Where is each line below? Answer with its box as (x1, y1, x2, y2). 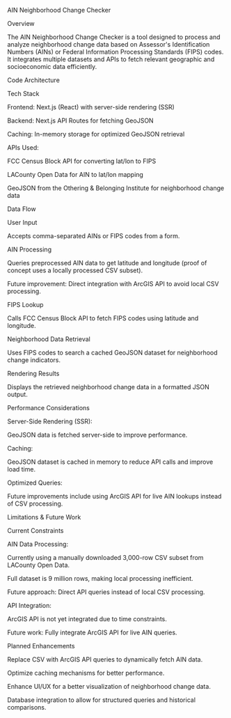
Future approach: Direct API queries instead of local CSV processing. (7, 588, 205, 596)
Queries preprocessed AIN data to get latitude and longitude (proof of (7, 259, 207, 267)
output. (7, 390, 28, 398)
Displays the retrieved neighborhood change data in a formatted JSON (7, 383, 210, 391)
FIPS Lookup (7, 301, 44, 309)
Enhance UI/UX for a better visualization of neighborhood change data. (7, 682, 211, 690)
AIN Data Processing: (7, 540, 68, 548)
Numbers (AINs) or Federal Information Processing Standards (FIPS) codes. (7, 48, 224, 56)
